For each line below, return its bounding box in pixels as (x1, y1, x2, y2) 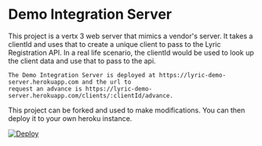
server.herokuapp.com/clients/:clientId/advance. (8, 91, 174, 99)
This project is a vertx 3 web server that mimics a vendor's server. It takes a (8, 31, 253, 41)
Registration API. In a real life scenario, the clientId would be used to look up (8, 48, 254, 57)
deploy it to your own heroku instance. (8, 113, 133, 123)
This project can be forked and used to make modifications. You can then (8, 105, 246, 115)
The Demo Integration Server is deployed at (8, 71, 156, 79)
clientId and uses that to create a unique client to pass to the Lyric (8, 39, 221, 48)
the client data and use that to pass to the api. (8, 56, 156, 66)
